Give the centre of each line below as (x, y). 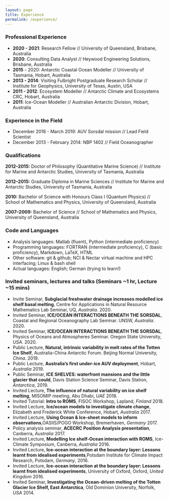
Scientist (22, 137)
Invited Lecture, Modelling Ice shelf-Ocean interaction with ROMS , (83, 439)
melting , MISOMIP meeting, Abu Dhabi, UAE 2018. (65, 396)
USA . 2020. (25, 342)
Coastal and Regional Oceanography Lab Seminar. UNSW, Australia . (83, 320)
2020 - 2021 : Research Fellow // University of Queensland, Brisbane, (85, 48)
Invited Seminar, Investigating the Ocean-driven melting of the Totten (87, 482)
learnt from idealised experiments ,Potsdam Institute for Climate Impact (88, 455)
